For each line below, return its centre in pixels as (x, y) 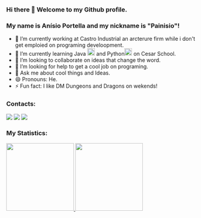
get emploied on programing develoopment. (69, 45)
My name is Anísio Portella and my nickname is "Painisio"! (93, 25)
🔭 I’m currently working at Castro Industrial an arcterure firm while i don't (105, 39)
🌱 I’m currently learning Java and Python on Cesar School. (95, 54)
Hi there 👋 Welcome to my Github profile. (67, 10)
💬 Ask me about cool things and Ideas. (62, 73)
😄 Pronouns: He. (36, 79)
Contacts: (21, 104)
